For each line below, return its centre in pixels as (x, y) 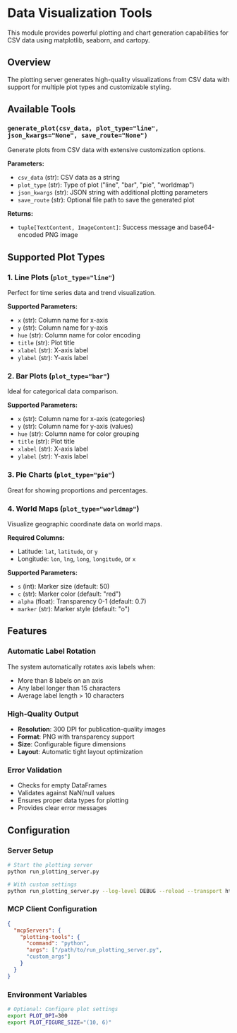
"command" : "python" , (58, 943)
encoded (30, 235)
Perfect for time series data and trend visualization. (82, 293)
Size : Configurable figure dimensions (72, 744)
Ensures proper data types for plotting (73, 800)
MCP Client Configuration (52, 909)
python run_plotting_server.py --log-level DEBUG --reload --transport (115, 891)
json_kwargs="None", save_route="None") (78, 135)
